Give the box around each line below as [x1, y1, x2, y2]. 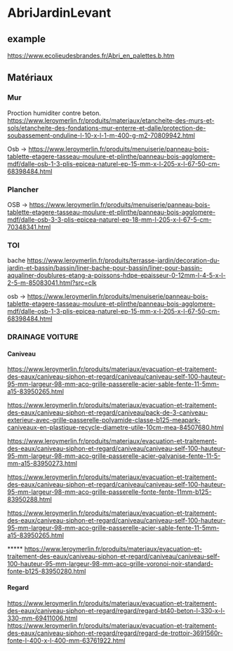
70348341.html [7, 222, 51, 231]
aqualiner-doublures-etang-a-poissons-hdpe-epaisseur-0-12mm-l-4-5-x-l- [7, 271, 226, 280]
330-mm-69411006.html [7, 614, 78, 622]
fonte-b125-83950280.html [7, 567, 86, 576]
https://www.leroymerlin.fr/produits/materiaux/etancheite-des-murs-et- [7, 116, 215, 124]
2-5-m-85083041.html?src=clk [7, 278, 97, 287]
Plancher [7, 184, 39, 194]
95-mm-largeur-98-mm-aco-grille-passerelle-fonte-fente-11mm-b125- [7, 488, 212, 496]
